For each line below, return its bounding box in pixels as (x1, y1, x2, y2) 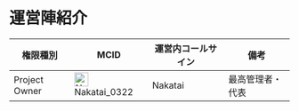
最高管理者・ (228, 73, 282, 85)
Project (13, 73, 44, 85)
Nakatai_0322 (74, 86, 133, 99)
